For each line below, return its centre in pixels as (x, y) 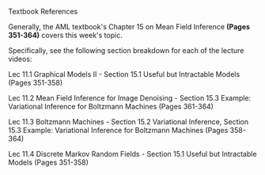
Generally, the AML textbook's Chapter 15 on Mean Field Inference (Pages (129, 27)
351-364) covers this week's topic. (65, 35)
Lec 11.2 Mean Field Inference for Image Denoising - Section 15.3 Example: (130, 98)
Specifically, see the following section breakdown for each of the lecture (126, 50)
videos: (20, 59)
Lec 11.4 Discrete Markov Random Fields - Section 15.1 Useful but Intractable (132, 154)
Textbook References (43, 11)
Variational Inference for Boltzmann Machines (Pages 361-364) (111, 107)
